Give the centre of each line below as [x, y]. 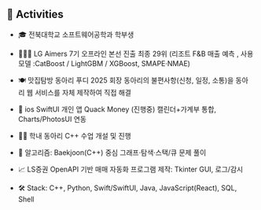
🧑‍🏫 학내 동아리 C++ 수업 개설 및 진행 [75, 135]
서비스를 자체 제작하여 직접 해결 [83, 92]
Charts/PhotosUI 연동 [52, 119]
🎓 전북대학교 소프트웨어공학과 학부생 [76, 34]
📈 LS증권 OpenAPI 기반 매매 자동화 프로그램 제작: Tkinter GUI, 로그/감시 [130, 169]
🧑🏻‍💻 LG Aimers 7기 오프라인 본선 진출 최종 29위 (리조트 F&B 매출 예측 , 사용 [136, 53]
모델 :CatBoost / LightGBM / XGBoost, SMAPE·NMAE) [104, 63]
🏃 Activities [35, 15]
